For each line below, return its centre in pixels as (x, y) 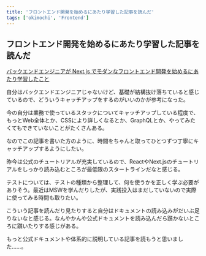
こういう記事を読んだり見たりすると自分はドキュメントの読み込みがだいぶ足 (103, 211)
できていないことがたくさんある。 (65, 128)
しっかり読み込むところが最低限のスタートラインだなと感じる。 (103, 170)
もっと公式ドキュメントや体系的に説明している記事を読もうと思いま (92, 239)
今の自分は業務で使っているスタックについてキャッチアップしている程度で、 (103, 113)
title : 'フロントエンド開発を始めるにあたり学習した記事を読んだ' (80, 12)
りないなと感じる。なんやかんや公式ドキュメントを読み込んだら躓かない (97, 219)
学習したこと (33, 79)
